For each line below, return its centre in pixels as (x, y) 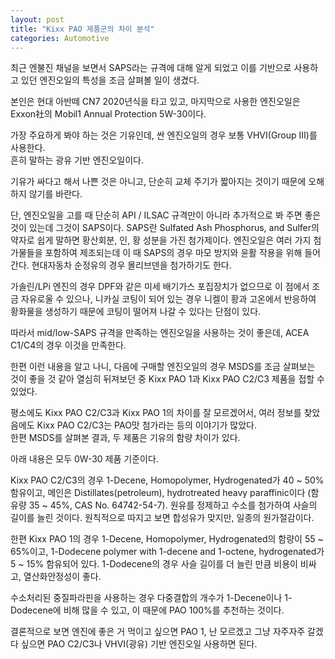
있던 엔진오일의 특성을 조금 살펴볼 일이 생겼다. (110, 80)
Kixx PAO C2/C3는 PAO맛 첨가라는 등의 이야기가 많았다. (146, 425)
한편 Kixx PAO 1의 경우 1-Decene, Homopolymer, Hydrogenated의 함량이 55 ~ (167, 539)
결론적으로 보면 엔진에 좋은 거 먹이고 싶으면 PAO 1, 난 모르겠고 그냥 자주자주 (158, 632)
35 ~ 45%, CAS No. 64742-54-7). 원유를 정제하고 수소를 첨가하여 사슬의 (173, 505)
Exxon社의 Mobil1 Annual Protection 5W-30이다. (108, 114)
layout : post (37, 19)
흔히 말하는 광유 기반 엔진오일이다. (77, 160)
